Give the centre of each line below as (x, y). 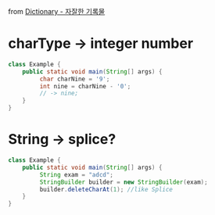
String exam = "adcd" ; (76, 174)
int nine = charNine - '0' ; (85, 86)
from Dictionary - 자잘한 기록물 (57, 11)
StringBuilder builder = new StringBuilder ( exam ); (124, 182)
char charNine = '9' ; (75, 79)
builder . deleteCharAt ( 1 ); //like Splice (106, 189)
